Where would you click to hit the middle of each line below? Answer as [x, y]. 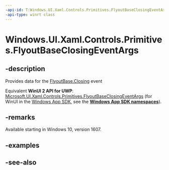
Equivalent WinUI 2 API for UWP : [39, 91]
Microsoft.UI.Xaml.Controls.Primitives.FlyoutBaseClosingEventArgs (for [79, 96]
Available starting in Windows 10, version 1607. [53, 130]
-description [25, 69]
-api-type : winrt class [30, 15]
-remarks [20, 117]
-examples [22, 145]
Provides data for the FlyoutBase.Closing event [54, 81]
